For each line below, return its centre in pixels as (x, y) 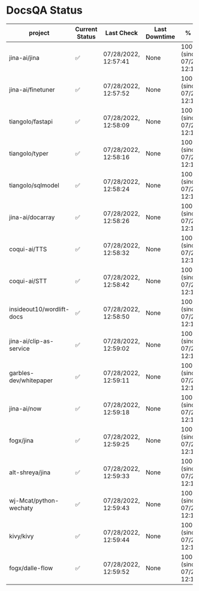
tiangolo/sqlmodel (34, 185)
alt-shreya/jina (30, 472)
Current (86, 29)
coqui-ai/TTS (28, 249)
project (39, 33)
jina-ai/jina (24, 58)
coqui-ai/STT (28, 281)
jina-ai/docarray (32, 217)
